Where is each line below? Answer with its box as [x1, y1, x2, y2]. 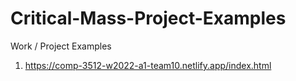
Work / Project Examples [10, 40, 112, 52]
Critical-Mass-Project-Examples [10, 7, 287, 30]
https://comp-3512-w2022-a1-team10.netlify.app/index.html [24, 59, 272, 71]
